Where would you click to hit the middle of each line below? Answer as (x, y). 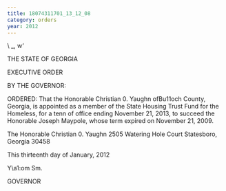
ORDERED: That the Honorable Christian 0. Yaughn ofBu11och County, (106, 99)
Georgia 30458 (29, 142)
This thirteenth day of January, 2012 (59, 155)
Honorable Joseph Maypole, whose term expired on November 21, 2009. (111, 121)
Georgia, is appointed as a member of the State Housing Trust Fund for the (113, 106)
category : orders (32, 20)
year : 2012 (23, 26)
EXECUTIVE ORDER (35, 72)
